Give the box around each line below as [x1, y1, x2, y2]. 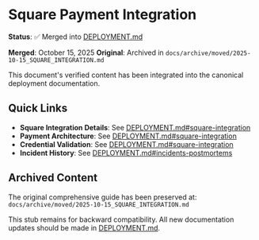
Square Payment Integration [8, 6, 197, 24]
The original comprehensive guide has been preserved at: [8, 192, 197, 202]
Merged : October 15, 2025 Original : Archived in [8, 48, 164, 57]
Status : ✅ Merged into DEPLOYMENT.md [8, 32, 143, 41]
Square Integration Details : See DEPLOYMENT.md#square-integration [19, 122, 251, 132]
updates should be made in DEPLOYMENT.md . [8, 223, 161, 232]
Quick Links [8, 102, 68, 115]
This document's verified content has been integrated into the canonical [8, 70, 244, 79]
